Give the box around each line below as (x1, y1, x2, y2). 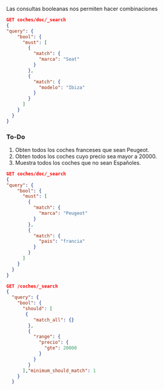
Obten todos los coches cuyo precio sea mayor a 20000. (15, 153, 157, 160)
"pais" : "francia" (38, 239, 85, 245)
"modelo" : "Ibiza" (38, 84, 85, 90)
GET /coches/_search (6, 283, 59, 289)
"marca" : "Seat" (38, 56, 80, 62)
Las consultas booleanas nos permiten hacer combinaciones (6, 5, 158, 12)
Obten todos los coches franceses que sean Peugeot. (15, 146, 149, 153)
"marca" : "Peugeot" (38, 210, 88, 217)
